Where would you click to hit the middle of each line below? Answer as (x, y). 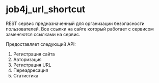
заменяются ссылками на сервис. (43, 34)
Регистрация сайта (34, 54)
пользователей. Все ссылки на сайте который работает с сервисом (80, 29)
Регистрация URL (32, 65)
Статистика (26, 75)
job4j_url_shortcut (46, 9)
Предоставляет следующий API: (41, 44)
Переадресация (31, 70)
